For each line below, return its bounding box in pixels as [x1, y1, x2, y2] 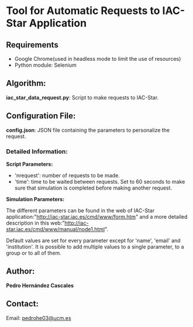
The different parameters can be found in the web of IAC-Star [6, 206, 155, 214]
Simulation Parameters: [6, 195, 65, 202]
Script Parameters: [6, 160, 53, 167]
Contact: [6, 299, 39, 309]
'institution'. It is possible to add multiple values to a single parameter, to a [6, 243, 184, 250]
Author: [6, 266, 35, 276]
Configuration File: [6, 111, 76, 121]
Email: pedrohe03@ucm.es [6, 314, 71, 321]
